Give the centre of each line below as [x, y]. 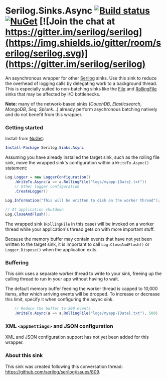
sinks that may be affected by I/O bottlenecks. [53, 94]
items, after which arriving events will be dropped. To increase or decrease [83, 294]
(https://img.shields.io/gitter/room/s [83, 43]
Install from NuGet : [25, 139]
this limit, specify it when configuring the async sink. [59, 300]
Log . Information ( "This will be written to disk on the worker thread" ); [83, 201]
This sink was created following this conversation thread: [64, 366]
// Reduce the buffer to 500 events [53, 309]
